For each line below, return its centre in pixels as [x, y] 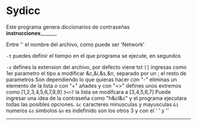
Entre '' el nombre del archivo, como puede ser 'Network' [75, 44]
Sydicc [23, 11]
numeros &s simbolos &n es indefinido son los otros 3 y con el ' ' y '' [88, 110]
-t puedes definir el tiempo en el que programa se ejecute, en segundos [94, 55]
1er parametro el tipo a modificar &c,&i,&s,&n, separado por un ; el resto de [96, 73]
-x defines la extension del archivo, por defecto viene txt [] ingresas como [96, 67]
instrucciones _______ [32, 33]
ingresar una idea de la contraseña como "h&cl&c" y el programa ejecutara [96, 98]
